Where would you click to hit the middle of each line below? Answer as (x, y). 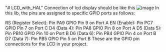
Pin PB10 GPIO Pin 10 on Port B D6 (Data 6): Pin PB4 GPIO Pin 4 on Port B (81, 33)
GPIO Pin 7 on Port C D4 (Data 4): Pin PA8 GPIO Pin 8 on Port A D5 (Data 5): (83, 28)
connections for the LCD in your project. (46, 44)
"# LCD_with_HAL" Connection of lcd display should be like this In (82, 8)
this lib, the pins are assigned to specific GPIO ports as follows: (70, 13)
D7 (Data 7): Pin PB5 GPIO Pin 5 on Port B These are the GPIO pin (72, 38)
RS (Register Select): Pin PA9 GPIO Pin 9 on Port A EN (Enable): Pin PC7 (79, 23)
